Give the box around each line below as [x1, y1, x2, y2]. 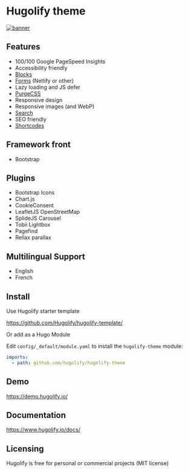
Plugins [6, 173, 36, 183]
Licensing [6, 443, 44, 454]
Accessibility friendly [14, 64, 68, 71]
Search [14, 109, 33, 116]
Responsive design [14, 96, 63, 103]
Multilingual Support [6, 251, 86, 262]
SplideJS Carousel [14, 214, 62, 222]
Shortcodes [14, 122, 44, 129]
